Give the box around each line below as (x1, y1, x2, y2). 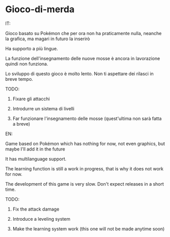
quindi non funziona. (5, 61, 48, 67)
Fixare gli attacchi (12, 96, 50, 102)
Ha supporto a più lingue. (5, 45, 58, 51)
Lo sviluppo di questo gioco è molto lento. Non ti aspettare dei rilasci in (5, 70, 154, 77)
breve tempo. (5, 76, 33, 82)
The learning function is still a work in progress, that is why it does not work (5, 165, 164, 171)
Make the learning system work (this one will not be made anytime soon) (12, 225, 165, 232)
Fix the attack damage (12, 206, 59, 212)
